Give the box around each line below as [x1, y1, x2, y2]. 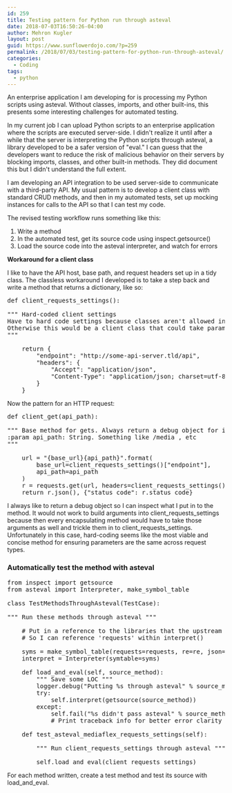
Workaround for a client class [7, 255, 94, 264]
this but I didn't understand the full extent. [7, 165, 126, 173]
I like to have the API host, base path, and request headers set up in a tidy [7, 268, 217, 277]
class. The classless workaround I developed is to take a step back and [7, 276, 210, 284]
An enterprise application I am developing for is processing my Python [7, 93, 207, 101]
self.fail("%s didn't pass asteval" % [50, 709, 182, 718]
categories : [7, 55, 41, 62]
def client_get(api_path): [7, 413, 99, 421]
